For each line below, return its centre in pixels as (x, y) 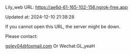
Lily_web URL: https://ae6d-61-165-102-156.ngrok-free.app (66, 7)
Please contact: (21, 36)
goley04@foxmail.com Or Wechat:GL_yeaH (50, 46)
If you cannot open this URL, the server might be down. (63, 26)
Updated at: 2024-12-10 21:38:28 (40, 17)
